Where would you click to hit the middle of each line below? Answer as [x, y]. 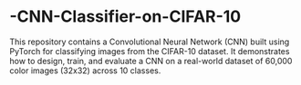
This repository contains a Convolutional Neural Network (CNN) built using [150, 42]
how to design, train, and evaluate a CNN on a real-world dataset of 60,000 [151, 61]
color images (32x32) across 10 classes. [85, 71]
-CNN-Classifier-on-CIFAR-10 [125, 17]
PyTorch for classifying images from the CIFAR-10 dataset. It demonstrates [150, 51]
